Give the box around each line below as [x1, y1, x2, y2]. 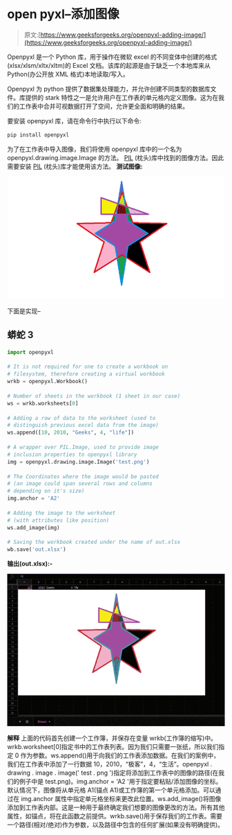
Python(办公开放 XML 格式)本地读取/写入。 [7, 70, 129, 78]
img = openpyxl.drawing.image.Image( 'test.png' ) [7, 458, 150, 465]
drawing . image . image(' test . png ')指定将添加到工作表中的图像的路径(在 [7, 768, 219, 777]
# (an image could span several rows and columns [7, 480, 153, 487]
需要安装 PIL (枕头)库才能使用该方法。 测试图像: [7, 162, 143, 170]
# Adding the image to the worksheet [7, 509, 116, 516]
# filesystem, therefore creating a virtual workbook [7, 371, 166, 378]
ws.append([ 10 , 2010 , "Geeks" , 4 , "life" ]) [7, 429, 135, 437]
